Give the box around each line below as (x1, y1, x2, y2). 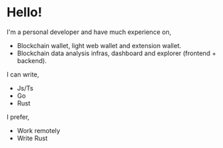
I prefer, (6, 113, 30, 121)
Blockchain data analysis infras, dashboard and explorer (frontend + (16, 49, 217, 57)
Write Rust (16, 134, 48, 142)
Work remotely (16, 126, 61, 135)
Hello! (6, 4, 43, 21)
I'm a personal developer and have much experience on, (6, 28, 172, 36)
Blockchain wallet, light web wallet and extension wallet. (16, 41, 182, 50)
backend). (16, 56, 47, 64)
